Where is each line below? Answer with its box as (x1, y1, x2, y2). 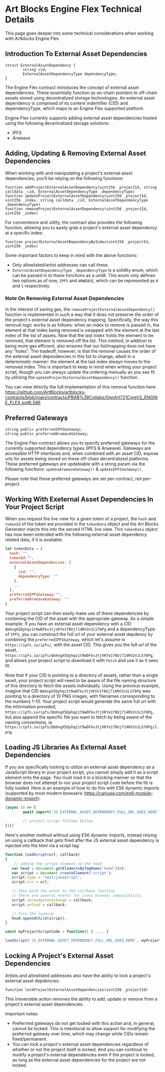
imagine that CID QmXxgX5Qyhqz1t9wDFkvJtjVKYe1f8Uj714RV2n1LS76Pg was (5, 688, 151, 693)
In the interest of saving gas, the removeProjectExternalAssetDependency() (5, 306, 155, 312)
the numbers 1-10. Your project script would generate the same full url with (5, 698, 156, 704)
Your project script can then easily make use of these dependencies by (5, 610, 149, 616)
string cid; (23, 67, 48, 72)
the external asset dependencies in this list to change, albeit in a (5, 353, 135, 359)
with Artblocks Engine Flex (5, 35, 59, 41)
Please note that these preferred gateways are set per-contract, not (5, 476, 142, 482)
